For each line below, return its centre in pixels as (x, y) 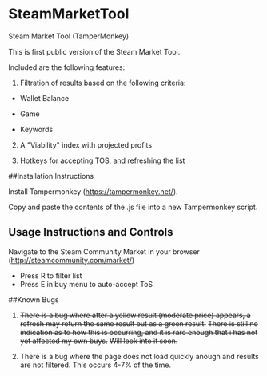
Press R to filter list (51, 275)
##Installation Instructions (51, 176)
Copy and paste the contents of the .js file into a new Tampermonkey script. (133, 207)
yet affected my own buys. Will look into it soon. (99, 341)
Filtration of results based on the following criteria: (103, 83)
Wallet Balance (44, 98)
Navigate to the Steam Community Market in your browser (104, 251)
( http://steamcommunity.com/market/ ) (72, 260)
